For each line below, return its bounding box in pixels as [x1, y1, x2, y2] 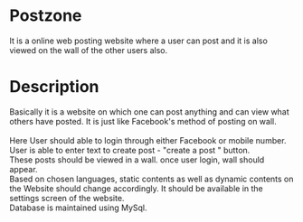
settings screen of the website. [9, 192, 125, 203]
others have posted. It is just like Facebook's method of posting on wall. [9, 116, 278, 126]
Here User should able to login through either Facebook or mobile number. [9, 134, 287, 145]
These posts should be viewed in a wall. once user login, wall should [9, 154, 265, 165]
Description [9, 77, 99, 97]
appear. [9, 163, 38, 174]
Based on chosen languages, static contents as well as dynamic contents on [9, 173, 294, 184]
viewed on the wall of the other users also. [9, 44, 168, 55]
